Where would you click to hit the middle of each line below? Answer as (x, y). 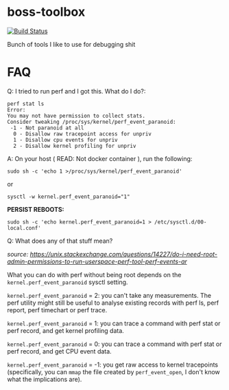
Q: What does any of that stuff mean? (60, 241)
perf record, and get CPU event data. (59, 351)
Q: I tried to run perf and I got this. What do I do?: (76, 91)
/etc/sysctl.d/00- (180, 222)
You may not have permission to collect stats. (76, 116)
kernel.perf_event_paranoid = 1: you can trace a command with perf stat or (114, 323)
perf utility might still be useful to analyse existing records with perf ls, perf (113, 303)
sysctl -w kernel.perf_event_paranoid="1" (69, 197)
